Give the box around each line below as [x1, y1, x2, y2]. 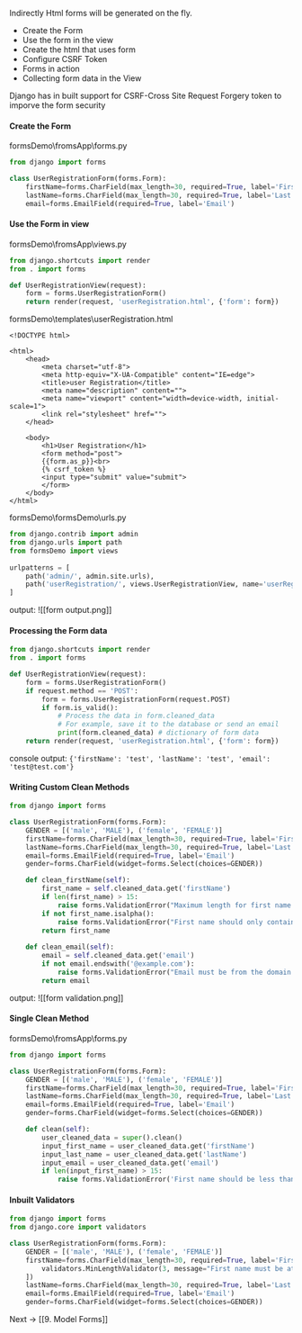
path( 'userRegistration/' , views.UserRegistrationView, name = [25, 580, 263, 589]
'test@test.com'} [9, 762, 75, 771]
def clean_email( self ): [25, 942, 115, 952]
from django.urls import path [9, 538, 123, 547]
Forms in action [22, 63, 81, 74]
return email [41, 976, 91, 985]
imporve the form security [9, 100, 106, 111]
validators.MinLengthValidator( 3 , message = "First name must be [41, 1264, 283, 1273]
